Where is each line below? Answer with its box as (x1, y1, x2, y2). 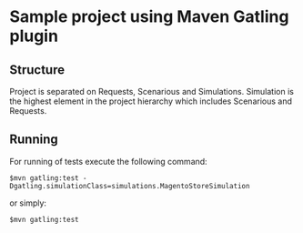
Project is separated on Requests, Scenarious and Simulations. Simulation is (9, 86, 294, 96)
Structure (9, 62, 66, 77)
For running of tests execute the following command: (9, 156, 207, 167)
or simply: (9, 198, 47, 208)
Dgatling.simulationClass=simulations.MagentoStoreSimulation (9, 181, 250, 190)
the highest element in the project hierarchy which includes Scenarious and (9, 96, 293, 106)
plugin (9, 25, 59, 46)
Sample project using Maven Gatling (9, 6, 289, 27)
